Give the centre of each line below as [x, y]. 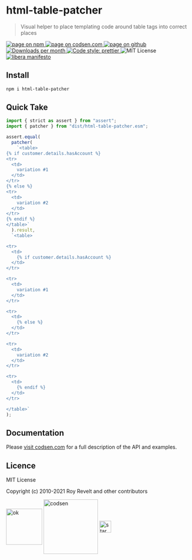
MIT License [21, 480]
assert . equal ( [23, 137]
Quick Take [27, 108]
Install [18, 75]
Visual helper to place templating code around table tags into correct [104, 27]
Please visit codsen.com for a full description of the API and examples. [92, 447]
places [28, 32]
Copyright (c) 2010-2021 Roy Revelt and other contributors [77, 491]
